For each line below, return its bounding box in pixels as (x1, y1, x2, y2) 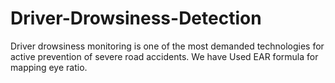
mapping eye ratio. (10, 61, 88, 73)
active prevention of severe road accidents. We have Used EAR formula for (10, 50, 319, 62)
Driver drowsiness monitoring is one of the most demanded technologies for (10, 40, 325, 52)
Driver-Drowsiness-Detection (10, 7, 262, 30)
